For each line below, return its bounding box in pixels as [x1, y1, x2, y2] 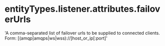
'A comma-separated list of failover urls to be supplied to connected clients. [4, 30, 160, 36]
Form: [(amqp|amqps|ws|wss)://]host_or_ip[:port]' [4, 35, 108, 41]
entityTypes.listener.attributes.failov [4, 3, 161, 15]
